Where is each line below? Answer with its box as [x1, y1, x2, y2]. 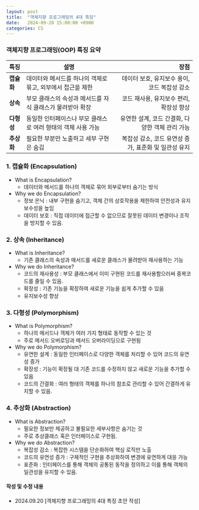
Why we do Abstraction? [14, 439, 75, 446]
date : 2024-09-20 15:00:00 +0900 [6, 20, 94, 26]
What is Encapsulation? [14, 176, 72, 183]
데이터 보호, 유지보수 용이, [121, 74, 190, 82]
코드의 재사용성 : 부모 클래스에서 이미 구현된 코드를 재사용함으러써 [23, 270, 176, 278]
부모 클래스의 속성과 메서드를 [26, 94, 102, 103]
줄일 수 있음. [34, 278, 63, 285]
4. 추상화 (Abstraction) [6, 404, 71, 412]
